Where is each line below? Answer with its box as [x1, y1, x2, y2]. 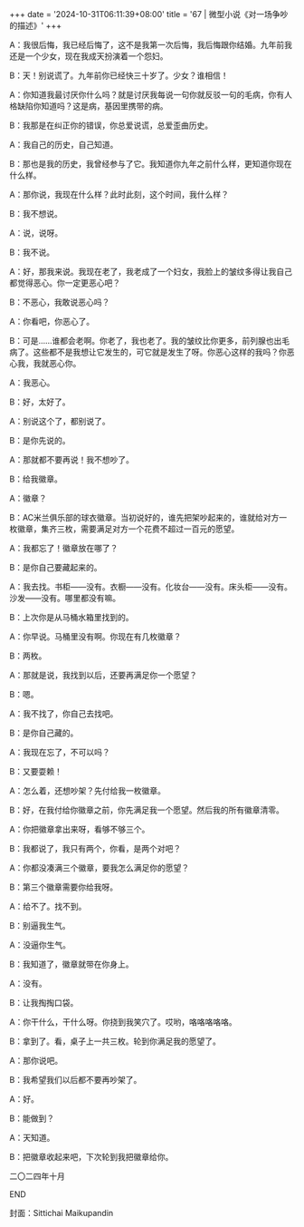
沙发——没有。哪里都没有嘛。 [9, 593, 120, 603]
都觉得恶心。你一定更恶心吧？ [9, 278, 120, 288]
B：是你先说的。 [9, 435, 71, 445]
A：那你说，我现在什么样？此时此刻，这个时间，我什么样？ [9, 190, 229, 200]
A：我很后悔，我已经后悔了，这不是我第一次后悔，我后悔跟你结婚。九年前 [9, 40, 285, 50]
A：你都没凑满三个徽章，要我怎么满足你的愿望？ [9, 862, 190, 873]
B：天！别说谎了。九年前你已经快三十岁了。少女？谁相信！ [9, 70, 229, 81]
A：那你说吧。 [9, 1056, 63, 1066]
